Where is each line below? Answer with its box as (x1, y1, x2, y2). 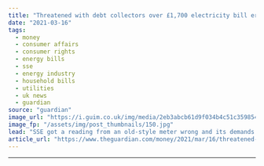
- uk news (15, 92, 47, 99)
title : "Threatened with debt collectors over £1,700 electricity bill (8, 11, 247, 20)
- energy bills (15, 56, 65, 63)
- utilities (15, 84, 55, 92)
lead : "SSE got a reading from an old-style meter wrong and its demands (8, 128, 255, 135)
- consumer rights (15, 48, 76, 56)
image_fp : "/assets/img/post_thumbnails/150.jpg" (8, 121, 174, 128)
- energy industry (15, 70, 76, 78)
